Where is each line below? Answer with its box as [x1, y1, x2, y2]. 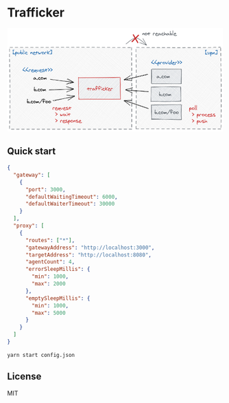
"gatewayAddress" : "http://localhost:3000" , [25, 244, 155, 251]
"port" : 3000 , [25, 186, 67, 193]
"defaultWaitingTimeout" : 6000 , [25, 193, 118, 200]
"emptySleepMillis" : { [25, 294, 91, 302]
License [7, 371, 42, 382]
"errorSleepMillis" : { [25, 266, 91, 273]
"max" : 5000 [32, 309, 67, 316]
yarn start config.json [7, 351, 75, 358]
